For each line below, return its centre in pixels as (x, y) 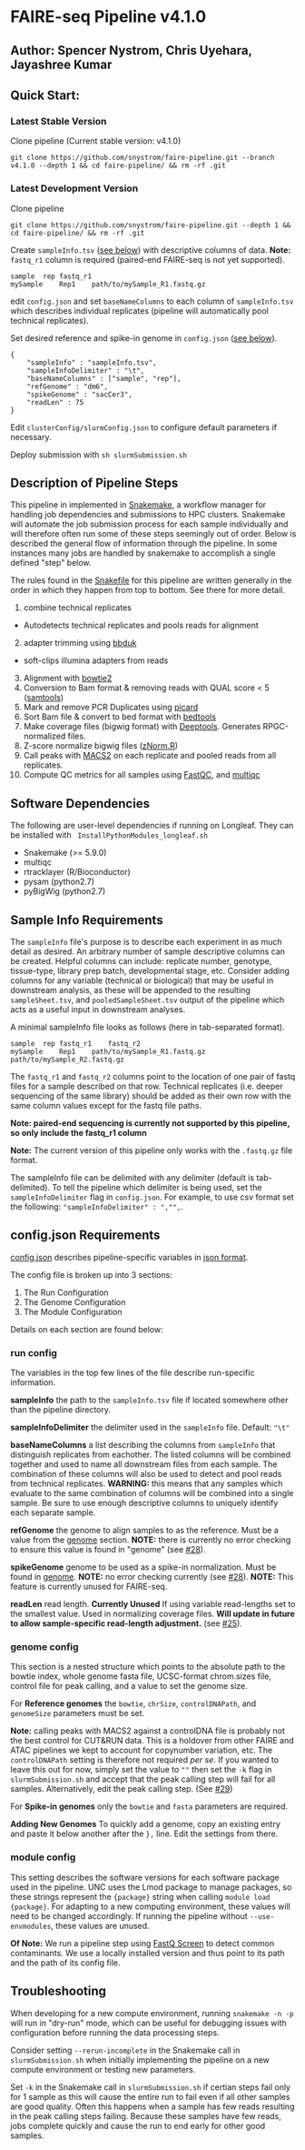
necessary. (31, 437)
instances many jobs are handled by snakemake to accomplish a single (143, 553)
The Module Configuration (73, 1311)
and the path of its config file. (65, 1963)
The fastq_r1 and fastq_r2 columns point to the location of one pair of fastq (153, 1076)
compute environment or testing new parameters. (103, 2069)
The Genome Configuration (74, 1301)
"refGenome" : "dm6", (67, 387)
